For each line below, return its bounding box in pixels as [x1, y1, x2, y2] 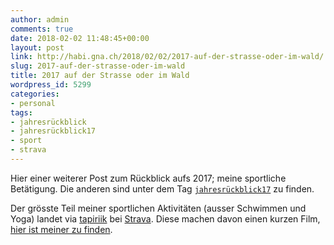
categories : [10, 89, 60, 99]
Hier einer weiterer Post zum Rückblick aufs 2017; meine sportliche [10, 172, 287, 184]
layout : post [10, 42, 65, 53]
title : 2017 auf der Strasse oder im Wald [10, 71, 190, 81]
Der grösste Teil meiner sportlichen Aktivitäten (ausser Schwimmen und [10, 202, 307, 214]
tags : [10, 107, 33, 118]
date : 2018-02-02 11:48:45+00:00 [10, 33, 150, 43]
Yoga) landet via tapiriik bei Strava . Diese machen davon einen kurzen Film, [10, 212, 321, 225]
